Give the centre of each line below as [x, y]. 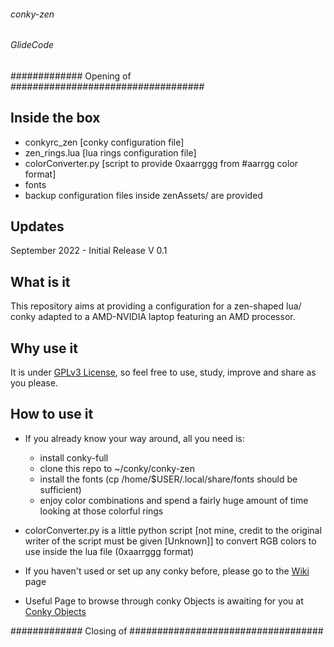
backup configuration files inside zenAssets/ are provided [143, 195]
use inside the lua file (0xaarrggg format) [109, 551]
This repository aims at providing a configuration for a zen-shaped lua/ [156, 306]
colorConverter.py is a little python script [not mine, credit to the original [173, 530]
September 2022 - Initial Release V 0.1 [89, 251]
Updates [37, 226]
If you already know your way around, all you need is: [134, 438]
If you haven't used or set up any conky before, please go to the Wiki [167, 571]
